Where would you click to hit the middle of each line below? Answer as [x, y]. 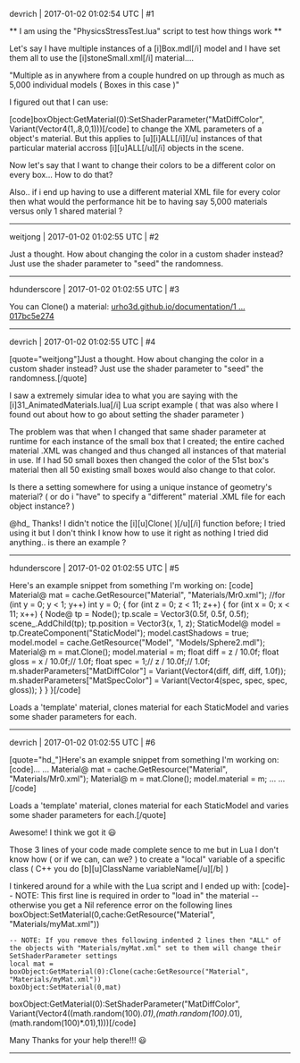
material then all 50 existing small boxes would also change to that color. [142, 470]
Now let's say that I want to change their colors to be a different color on [142, 165]
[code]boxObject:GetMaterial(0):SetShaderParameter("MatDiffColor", [137, 119]
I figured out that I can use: [59, 102]
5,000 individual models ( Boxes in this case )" [95, 84]
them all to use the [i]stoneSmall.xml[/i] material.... [102, 58]
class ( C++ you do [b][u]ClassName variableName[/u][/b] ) [119, 869]
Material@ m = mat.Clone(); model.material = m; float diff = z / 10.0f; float [144, 652]
